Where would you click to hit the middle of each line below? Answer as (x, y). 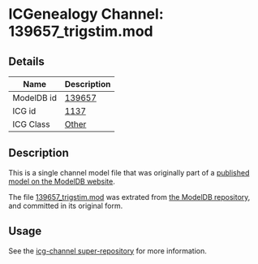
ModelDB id (35, 98)
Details (26, 61)
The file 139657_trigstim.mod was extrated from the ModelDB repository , (129, 197)
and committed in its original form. (66, 206)
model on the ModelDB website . (62, 181)
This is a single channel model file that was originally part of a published (129, 172)
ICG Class (31, 124)
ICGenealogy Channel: (86, 14)
